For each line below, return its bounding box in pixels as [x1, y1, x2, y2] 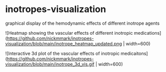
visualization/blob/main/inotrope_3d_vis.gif [5, 61, 95, 67]
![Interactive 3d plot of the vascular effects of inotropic [5, 50, 120, 56]
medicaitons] [120, 50, 148, 56]
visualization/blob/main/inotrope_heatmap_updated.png [5, 40, 122, 46]
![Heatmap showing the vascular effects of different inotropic [5, 30, 133, 36]
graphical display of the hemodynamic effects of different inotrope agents [5, 20, 160, 26]
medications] [134, 30, 161, 36]
